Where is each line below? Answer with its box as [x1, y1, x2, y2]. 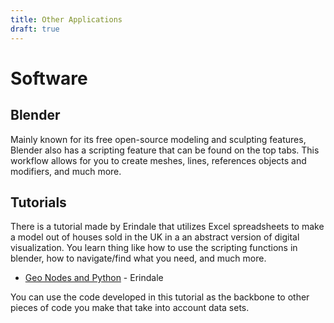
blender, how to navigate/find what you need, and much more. [10, 252, 267, 265]
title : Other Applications [10, 14, 123, 25]
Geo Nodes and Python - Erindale [24, 272, 164, 284]
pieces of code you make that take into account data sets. [10, 302, 250, 314]
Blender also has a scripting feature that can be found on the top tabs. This [10, 144, 320, 156]
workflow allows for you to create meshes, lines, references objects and [10, 154, 307, 166]
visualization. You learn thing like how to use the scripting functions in [10, 242, 298, 254]
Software [10, 67, 88, 90]
